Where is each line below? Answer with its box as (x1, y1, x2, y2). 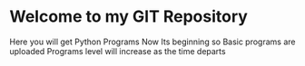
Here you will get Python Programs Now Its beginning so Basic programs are (9, 36, 296, 47)
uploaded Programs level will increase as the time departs (9, 45, 226, 56)
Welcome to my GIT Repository (9, 6, 248, 27)
